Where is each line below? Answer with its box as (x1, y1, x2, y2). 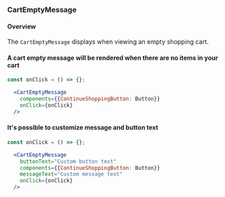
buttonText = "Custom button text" (20, 158, 117, 165)
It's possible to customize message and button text (7, 123, 159, 132)
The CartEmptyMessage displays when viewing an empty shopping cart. (7, 38, 209, 46)
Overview (7, 22, 36, 31)
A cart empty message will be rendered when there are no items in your (7, 54, 218, 62)
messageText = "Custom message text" (20, 171, 123, 178)
